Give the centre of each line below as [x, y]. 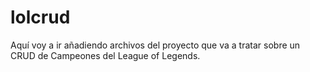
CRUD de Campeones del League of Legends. [105, 55]
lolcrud [40, 17]
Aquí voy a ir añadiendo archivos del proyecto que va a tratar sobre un [155, 45]
